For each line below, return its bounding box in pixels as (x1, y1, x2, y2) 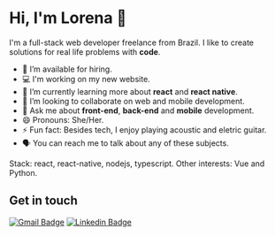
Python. (9, 167, 38, 178)
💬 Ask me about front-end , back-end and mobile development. (21, 105, 255, 116)
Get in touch (9, 194, 78, 209)
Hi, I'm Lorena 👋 (9, 8, 127, 28)
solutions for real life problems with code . (9, 46, 161, 57)
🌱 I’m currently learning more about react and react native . (21, 86, 239, 96)
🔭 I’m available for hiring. (21, 64, 112, 74)
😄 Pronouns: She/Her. (21, 114, 104, 125)
